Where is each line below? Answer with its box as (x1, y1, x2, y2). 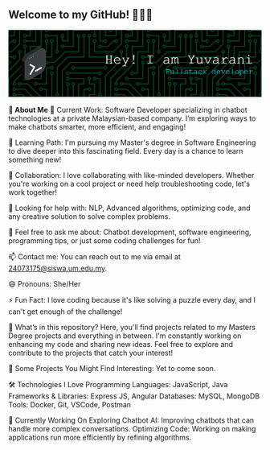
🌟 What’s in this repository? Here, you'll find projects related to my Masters (8, 323, 256, 332)
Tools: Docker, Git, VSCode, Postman (8, 400, 131, 410)
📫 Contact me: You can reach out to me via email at (8, 252, 181, 262)
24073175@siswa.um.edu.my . (8, 263, 108, 274)
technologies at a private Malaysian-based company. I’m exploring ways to (8, 114, 256, 123)
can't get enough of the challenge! (8, 307, 123, 316)
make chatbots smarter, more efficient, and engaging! (8, 122, 186, 132)
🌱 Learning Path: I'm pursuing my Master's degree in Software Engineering (8, 138, 256, 147)
